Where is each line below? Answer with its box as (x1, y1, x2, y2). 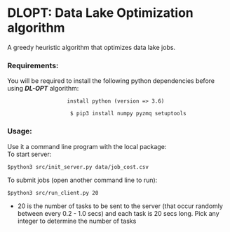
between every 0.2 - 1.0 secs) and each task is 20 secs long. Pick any (17, 209, 219, 217)
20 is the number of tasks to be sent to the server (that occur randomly (17, 202, 223, 210)
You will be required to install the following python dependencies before (7, 77, 215, 85)
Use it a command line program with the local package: (7, 142, 167, 150)
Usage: (7, 127, 33, 136)
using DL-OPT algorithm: (7, 84, 79, 93)
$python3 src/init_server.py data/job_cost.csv (7, 163, 149, 170)
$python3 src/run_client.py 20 (7, 189, 99, 196)
